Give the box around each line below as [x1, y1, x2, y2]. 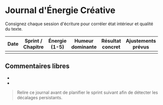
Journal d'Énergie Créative [5, 5, 115, 16]
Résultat [101, 37, 121, 44]
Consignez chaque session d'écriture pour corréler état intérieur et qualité [5, 21, 154, 27]
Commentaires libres [5, 62, 70, 70]
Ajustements [126, 37, 156, 44]
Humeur [74, 37, 94, 44]
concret [101, 44, 120, 50]
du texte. [5, 26, 23, 31]
